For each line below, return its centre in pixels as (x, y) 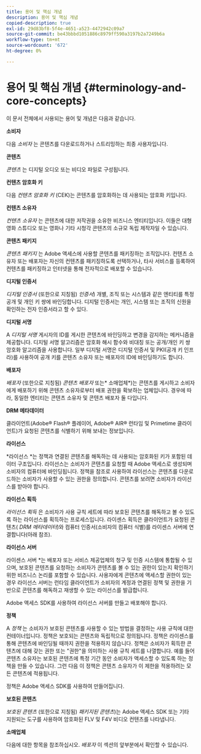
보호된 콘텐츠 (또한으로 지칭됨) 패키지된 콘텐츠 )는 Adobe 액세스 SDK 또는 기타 (98, 711)
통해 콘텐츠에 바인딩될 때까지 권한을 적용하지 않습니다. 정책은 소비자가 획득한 (96, 643)
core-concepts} (46, 101)
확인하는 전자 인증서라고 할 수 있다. (47, 309)
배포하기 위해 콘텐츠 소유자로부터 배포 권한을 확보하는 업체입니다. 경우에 (101, 390)
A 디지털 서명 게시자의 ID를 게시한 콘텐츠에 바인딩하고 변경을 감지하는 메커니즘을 (100, 335)
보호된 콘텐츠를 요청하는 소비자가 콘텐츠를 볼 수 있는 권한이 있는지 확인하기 (106, 567)
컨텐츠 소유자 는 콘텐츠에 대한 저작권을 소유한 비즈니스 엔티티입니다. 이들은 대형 (99, 220)
